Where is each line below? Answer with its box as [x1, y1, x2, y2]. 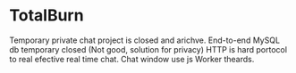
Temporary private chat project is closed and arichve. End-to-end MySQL [9, 35, 280, 45]
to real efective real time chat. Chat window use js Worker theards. [9, 53, 255, 64]
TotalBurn [9, 5, 84, 26]
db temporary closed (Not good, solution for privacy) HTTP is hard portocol [9, 44, 288, 54]
